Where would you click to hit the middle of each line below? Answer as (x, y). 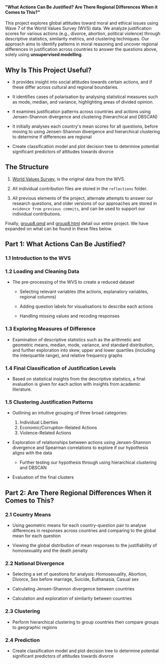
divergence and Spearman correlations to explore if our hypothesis (80, 448)
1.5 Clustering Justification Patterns (49, 402)
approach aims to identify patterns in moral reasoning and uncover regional (82, 44)
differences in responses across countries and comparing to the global (84, 531)
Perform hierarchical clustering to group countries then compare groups (85, 622)
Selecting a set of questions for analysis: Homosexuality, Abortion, (80, 574)
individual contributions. (37, 214)
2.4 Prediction (23, 640)
